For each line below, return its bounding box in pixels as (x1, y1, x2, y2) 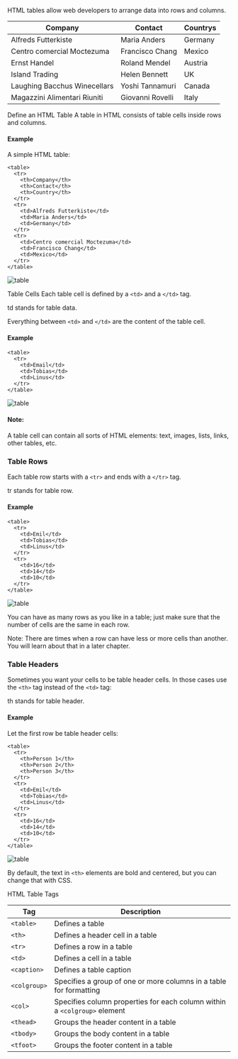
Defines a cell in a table (54, 953, 132, 963)
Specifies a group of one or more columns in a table (54, 976, 227, 986)
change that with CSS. (7, 876, 73, 884)
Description (120, 906, 161, 916)
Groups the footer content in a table (54, 1040, 173, 1050)
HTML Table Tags (7, 889, 59, 898)
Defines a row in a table (54, 941, 132, 951)
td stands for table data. (7, 303, 77, 312)
